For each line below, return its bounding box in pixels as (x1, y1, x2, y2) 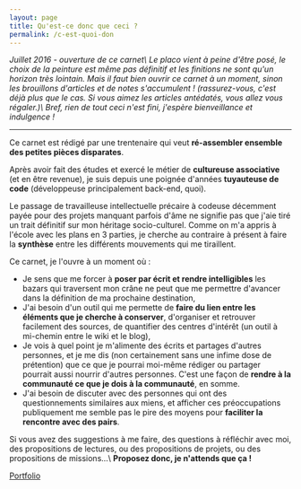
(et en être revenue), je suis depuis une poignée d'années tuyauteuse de (9, 174, 279, 185)
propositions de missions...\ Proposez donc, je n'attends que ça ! (9, 453, 253, 464)
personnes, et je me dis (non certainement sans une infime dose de (21, 350, 271, 361)
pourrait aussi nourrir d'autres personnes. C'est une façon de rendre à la (21, 369, 291, 380)
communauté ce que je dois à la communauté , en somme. (21, 379, 240, 389)
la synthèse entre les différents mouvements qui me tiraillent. (9, 239, 236, 249)
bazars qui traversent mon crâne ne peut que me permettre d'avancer (21, 284, 280, 294)
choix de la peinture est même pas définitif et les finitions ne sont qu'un (9, 64, 274, 74)
